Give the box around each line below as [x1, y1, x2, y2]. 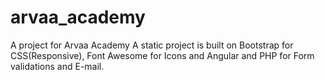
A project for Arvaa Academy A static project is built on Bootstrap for [10, 39, 294, 51]
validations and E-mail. [10, 60, 105, 72]
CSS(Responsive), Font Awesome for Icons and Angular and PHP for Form [10, 49, 315, 61]
